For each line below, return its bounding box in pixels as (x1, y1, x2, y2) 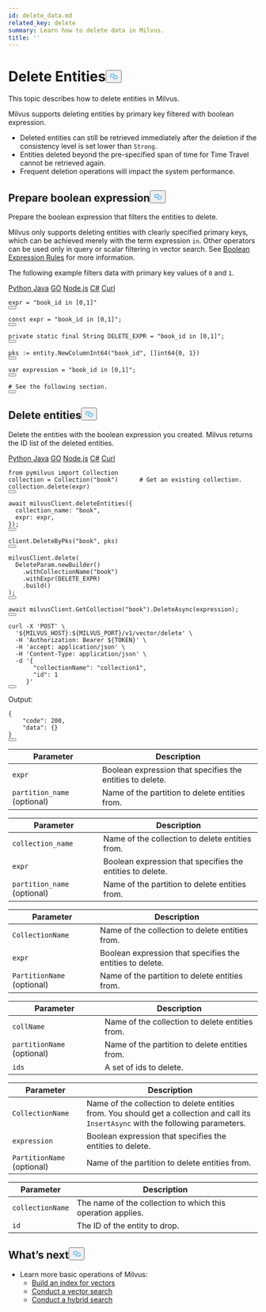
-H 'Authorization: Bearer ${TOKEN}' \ (15, 636, 147, 644)
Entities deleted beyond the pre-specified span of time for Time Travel (19, 150, 249, 159)
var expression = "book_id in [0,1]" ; (8, 366, 136, 374)
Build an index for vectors (31, 1278, 116, 1287)
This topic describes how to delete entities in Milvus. (8, 94, 180, 104)
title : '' (8, 33, 41, 42)
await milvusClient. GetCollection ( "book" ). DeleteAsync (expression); (8, 605, 239, 614)
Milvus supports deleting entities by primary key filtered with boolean (8, 109, 234, 119)
